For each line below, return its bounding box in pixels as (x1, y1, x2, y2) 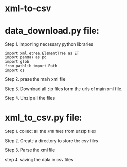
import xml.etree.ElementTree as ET (5, 51, 79, 56)
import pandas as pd (5, 55, 47, 60)
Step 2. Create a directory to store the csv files (5, 138, 98, 144)
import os (5, 68, 25, 73)
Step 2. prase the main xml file (5, 76, 66, 82)
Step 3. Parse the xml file (5, 147, 55, 153)
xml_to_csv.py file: (5, 112, 82, 123)
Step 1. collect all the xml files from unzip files (5, 129, 96, 134)
